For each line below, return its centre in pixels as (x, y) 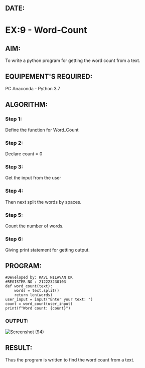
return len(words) (33, 295)
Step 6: (14, 239)
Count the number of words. (34, 226)
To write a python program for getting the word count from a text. (73, 60)
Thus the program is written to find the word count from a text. (70, 360)
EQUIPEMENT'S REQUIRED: (49, 76)
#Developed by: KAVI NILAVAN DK (39, 278)
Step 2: (14, 143)
